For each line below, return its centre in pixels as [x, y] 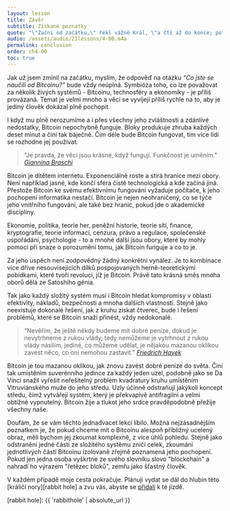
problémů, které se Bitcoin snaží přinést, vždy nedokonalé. [90, 317]
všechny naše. [28, 409]
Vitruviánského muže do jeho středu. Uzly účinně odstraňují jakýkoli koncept [115, 387]
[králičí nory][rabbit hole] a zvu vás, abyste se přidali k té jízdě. [96, 486]
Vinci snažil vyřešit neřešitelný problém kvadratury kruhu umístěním [103, 380]
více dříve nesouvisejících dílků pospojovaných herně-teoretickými [101, 267]
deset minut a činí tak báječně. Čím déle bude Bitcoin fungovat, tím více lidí [113, 134]
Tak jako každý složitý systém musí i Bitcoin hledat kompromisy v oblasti [109, 295]
